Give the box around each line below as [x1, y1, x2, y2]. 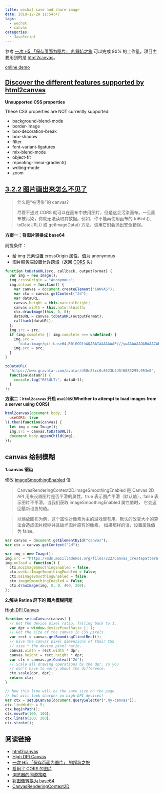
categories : [5, 30, 29, 35]
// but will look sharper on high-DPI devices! [5, 693, 104, 698]
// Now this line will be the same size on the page [5, 689, 115, 693]
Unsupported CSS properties [5, 99, 65, 105]
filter [12, 139, 22, 145]
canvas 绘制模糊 [5, 453, 55, 461]
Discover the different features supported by [5, 79, 144, 87]
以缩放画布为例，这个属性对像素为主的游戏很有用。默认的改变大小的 [17, 516, 154, 522]
